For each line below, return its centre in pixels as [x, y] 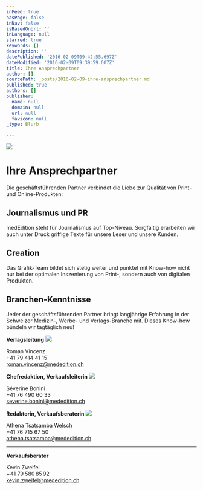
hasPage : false [25, 18]
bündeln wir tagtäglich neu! [40, 327]
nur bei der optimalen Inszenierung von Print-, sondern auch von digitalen [98, 274]
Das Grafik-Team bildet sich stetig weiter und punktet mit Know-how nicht [98, 267]
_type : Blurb [23, 125]
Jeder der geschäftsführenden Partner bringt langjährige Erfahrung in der [98, 314]
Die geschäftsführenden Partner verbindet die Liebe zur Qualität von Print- [99, 188]
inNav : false [23, 23]
